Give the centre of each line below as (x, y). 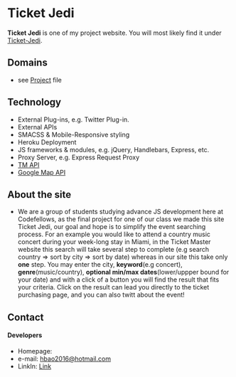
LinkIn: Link (34, 366)
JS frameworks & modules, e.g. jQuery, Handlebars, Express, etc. (113, 149)
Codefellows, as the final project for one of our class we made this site (121, 219)
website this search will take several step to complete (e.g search (113, 250)
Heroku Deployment (47, 142)
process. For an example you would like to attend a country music (114, 234)
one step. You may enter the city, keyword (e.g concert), (100, 265)
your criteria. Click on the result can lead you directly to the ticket (113, 287)
